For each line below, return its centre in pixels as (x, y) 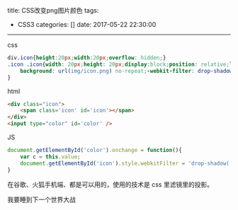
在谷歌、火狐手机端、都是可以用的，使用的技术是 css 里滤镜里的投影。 (110, 184)
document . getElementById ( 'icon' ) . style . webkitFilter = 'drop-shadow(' (126, 163)
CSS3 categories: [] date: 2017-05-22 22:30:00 (87, 24)
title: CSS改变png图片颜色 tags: (53, 10)
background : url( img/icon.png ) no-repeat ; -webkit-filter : (107, 71)
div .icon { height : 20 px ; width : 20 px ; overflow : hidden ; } (87, 58)
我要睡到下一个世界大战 (41, 199)
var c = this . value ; (50, 157)
